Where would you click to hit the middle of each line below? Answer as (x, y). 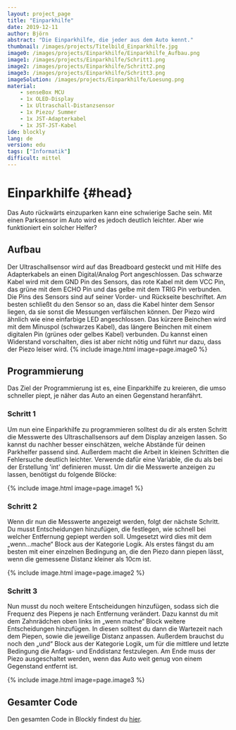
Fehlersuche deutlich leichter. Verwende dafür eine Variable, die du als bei (115, 459)
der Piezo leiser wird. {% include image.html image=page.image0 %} (107, 349)
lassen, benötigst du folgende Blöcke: (62, 474)
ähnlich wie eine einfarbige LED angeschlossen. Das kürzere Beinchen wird (117, 319)
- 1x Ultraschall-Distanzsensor (67, 106)
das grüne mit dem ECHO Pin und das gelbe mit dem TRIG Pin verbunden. (114, 289)
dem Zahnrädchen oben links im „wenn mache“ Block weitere (97, 621)
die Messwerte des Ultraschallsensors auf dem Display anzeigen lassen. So (117, 437)
